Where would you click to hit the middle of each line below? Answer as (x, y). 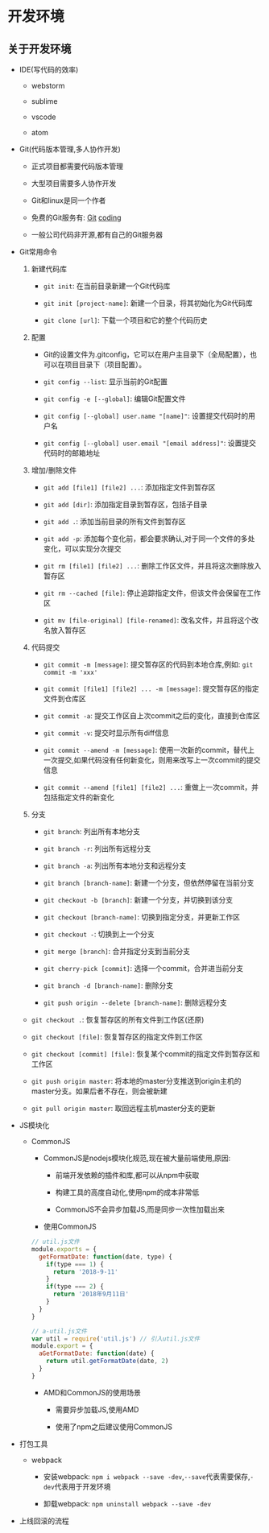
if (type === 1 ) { (75, 1264)
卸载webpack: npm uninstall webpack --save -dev (127, 1503)
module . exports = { (64, 1249)
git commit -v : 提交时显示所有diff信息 (106, 733)
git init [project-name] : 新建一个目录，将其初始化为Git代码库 (148, 303)
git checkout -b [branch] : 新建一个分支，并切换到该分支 (138, 900)
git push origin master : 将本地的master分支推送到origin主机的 (136, 1081)
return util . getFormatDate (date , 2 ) (108, 1362)
